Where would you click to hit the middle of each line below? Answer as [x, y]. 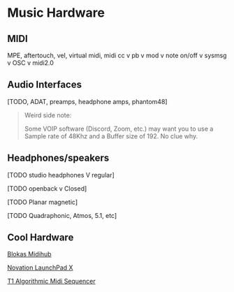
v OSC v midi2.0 [31, 63]
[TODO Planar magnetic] [43, 202]
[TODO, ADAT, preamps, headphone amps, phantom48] [87, 101]
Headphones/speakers [58, 158]
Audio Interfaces [45, 85]
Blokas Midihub [29, 254]
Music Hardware [56, 13]
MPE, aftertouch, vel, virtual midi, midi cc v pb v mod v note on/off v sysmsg [117, 55]
